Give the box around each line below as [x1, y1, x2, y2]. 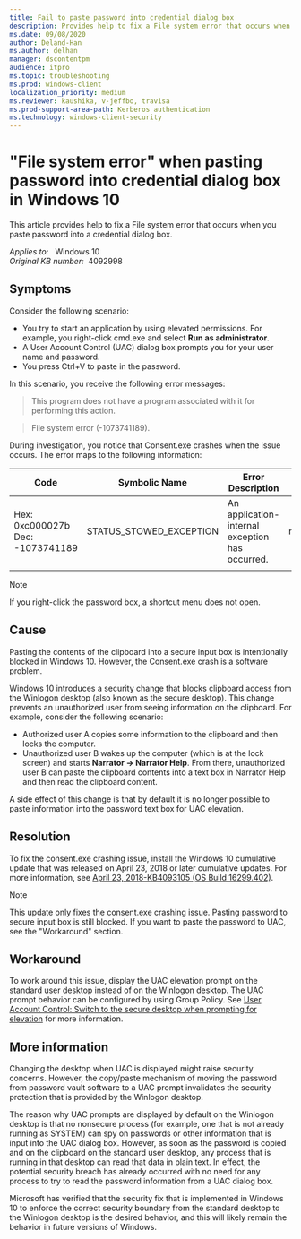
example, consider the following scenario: [9, 711, 164, 722]
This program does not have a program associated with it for [30, 395, 255, 406]
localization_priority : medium [9, 88, 126, 97]
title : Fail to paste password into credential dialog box [9, 13, 235, 22]
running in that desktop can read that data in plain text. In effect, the [9, 1157, 261, 1167]
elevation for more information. [9, 1013, 124, 1024]
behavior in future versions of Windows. [9, 1222, 157, 1233]
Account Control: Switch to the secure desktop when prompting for [9, 1004, 257, 1015]
